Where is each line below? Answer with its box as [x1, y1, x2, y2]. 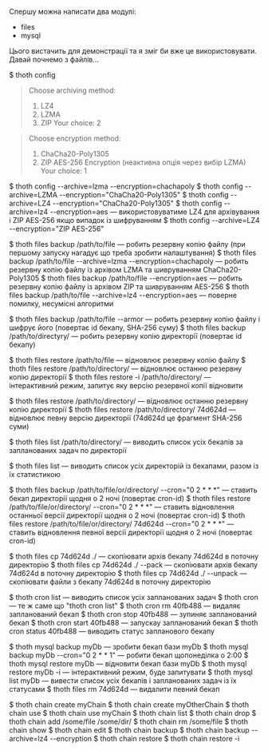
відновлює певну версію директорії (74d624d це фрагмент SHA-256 [9, 413, 242, 423]
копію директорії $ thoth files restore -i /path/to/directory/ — [9, 372, 211, 382]
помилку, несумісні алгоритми [9, 299, 114, 308]
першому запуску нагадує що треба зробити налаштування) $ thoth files [9, 248, 257, 257]
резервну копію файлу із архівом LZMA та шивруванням [9, 265, 202, 274]
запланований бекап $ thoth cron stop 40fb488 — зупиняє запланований [9, 610, 258, 618]
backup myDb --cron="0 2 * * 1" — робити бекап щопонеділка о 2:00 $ [9, 650, 249, 660]
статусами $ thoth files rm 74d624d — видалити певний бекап [9, 685, 220, 693]
